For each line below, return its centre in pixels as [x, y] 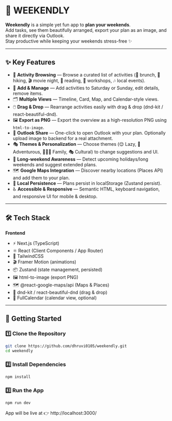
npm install [18, 377]
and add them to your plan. [41, 178]
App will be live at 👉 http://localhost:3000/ [51, 413]
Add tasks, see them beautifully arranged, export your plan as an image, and [86, 30]
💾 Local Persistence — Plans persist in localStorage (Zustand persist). [87, 183]
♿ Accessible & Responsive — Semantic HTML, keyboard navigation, [86, 189]
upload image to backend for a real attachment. [63, 138]
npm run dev [18, 403]
